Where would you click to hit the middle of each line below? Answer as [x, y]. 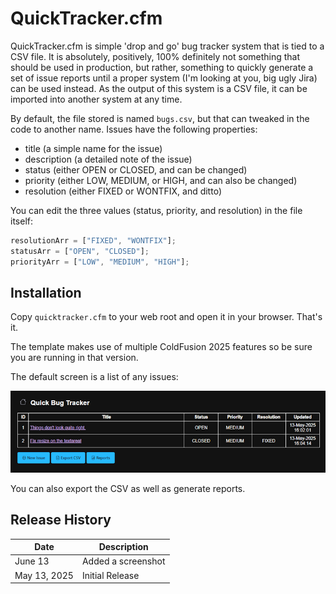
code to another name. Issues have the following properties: [134, 129]
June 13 [32, 561]
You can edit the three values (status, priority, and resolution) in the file [156, 210]
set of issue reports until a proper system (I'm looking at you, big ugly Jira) [164, 78]
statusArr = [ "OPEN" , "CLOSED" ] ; [80, 251]
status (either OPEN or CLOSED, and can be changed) [136, 169]
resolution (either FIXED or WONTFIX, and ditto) [123, 191]
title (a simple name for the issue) [93, 148]
